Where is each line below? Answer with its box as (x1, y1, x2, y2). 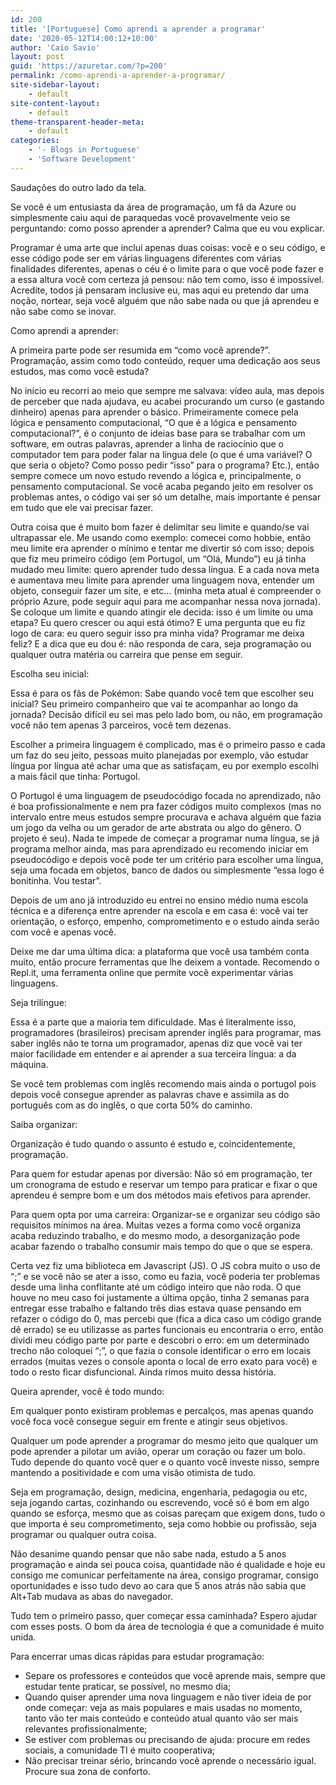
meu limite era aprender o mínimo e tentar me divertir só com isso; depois (10, 542, 315, 554)
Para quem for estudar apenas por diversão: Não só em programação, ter (10, 1167, 313, 1180)
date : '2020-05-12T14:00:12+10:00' (10, 33, 159, 43)
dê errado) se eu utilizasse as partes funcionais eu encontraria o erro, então (10, 1323, 324, 1335)
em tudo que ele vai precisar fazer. (10, 501, 154, 513)
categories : (10, 136, 60, 146)
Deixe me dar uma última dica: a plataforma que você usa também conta (10, 945, 310, 957)
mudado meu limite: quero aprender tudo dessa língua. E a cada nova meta (10, 563, 320, 575)
